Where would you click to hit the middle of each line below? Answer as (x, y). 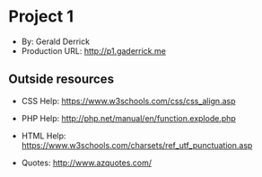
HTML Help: (44, 136)
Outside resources (61, 80)
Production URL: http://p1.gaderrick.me (94, 50)
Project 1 (41, 17)
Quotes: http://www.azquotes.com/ (87, 163)
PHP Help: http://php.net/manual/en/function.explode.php (129, 118)
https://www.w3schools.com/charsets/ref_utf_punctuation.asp (137, 145)
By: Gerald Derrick (56, 41)
